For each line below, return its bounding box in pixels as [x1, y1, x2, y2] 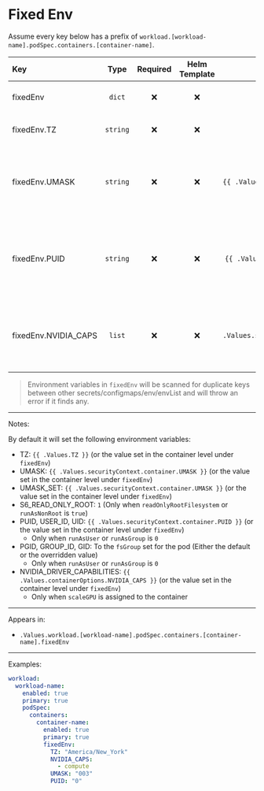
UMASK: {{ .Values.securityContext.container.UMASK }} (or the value [19, 466, 250, 476]
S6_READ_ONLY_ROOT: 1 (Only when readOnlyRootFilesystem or [19, 499, 229, 509]
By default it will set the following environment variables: [8, 434, 191, 444]
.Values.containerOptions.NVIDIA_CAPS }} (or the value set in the [19, 575, 232, 585]
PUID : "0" [49, 778, 82, 785]
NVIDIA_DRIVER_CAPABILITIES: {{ [19, 566, 131, 576]
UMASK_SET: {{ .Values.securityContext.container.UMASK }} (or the [19, 483, 247, 492]
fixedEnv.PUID [12, 253, 65, 264]
